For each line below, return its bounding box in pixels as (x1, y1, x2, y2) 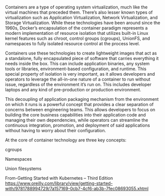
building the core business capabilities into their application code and (5, 112, 146, 117)
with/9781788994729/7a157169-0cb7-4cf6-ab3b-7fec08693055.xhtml (5, 186, 149, 191)
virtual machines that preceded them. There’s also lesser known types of (5, 9, 153, 15)
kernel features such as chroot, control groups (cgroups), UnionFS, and (5, 35, 150, 41)
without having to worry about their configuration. (5, 128, 106, 133)
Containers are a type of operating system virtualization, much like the (5, 4, 148, 10)
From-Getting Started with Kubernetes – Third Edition (5, 175, 113, 181)
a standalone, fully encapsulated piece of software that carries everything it (5, 56, 159, 61)
